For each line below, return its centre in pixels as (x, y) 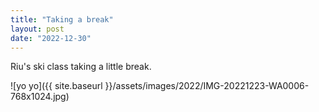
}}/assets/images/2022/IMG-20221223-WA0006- (207, 86)
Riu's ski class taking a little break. (81, 67)
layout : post (37, 29)
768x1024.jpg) (40, 97)
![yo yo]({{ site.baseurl (56, 86)
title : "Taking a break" (62, 19)
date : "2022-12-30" (51, 38)
